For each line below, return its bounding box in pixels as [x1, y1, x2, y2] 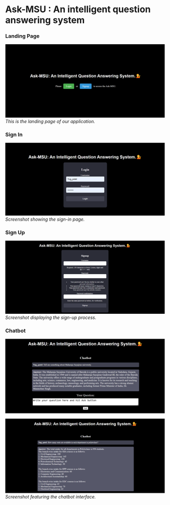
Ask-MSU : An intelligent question [5, 4, 151, 15]
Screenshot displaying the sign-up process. [5, 314, 97, 321]
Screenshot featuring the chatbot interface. [5, 494, 96, 500]
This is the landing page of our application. [5, 118, 95, 124]
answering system [5, 14, 85, 26]
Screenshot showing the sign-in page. [5, 216, 85, 222]
